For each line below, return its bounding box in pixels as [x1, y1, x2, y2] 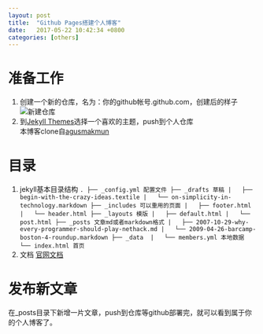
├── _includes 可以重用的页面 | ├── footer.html [90, 202, 252, 210]
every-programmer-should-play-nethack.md [19, 226, 157, 233]
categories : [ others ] [8, 33, 80, 42]
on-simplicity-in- [171, 193, 232, 201]
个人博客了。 [14, 317, 57, 327]
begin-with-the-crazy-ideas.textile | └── [19, 193, 169, 201]
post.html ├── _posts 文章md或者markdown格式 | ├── [19, 218, 193, 226]
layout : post [8, 11, 51, 20]
